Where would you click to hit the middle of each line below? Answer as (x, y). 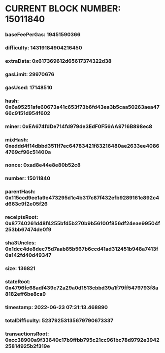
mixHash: (17, 140)
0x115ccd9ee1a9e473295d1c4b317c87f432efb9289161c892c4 (82, 198)
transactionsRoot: (27, 334)
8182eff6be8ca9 (25, 294)
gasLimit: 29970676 (30, 74)
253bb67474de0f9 (28, 230)
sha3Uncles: (20, 243)
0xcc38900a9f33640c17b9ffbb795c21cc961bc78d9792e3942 (82, 340)
